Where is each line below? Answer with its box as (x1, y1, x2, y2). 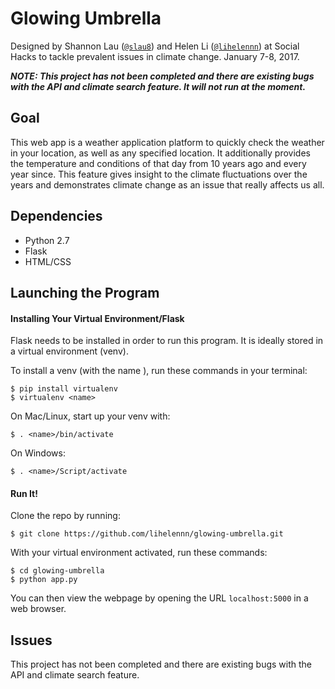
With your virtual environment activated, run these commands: (10, 547, 268, 559)
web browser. (10, 603, 67, 615)
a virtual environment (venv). (10, 345, 129, 357)
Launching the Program (10, 284, 160, 301)
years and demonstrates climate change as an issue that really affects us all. (10, 178, 325, 191)
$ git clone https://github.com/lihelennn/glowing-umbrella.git (10, 529, 284, 539)
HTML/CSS (24, 255, 72, 267)
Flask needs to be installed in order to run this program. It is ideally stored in (10, 335, 324, 347)
